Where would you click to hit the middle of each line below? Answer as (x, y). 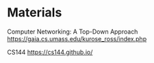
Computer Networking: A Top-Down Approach (73, 32)
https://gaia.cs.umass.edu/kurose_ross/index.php (77, 38)
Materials (35, 13)
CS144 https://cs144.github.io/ (50, 52)
